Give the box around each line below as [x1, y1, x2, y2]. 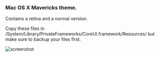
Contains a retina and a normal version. [5, 16, 88, 22]
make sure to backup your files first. [5, 36, 81, 42]
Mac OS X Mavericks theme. [5, 4, 77, 11]
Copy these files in [5, 25, 45, 32]
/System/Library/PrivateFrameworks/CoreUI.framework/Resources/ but [5, 31, 155, 37]
